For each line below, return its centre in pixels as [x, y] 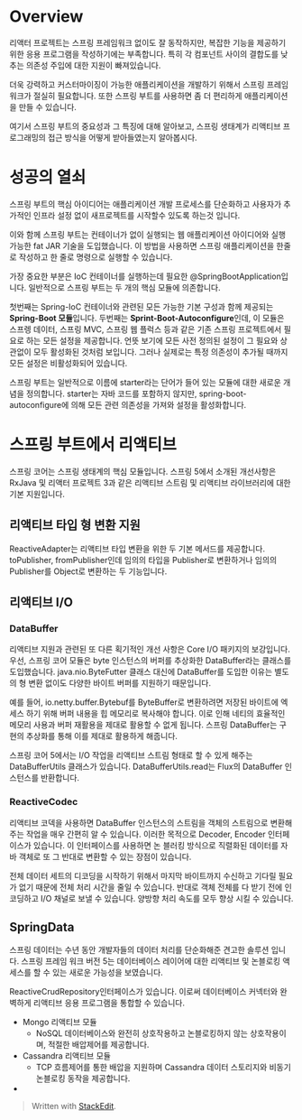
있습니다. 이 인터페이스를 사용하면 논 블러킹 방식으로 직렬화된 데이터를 [156, 845]
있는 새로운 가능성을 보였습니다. [108, 973]
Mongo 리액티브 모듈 [59, 1023]
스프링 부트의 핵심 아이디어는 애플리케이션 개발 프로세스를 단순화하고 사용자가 [146, 204]
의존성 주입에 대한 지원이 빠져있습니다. [93, 65]
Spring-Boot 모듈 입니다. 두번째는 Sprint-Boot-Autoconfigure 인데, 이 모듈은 [147, 318]
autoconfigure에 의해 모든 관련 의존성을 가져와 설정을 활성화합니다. [128, 404]
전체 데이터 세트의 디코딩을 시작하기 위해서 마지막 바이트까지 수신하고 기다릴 [143, 875]
